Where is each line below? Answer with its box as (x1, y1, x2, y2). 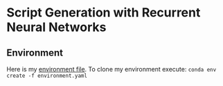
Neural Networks (6, 19, 107, 35)
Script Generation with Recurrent (6, 5, 201, 21)
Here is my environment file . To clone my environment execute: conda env (6, 65, 217, 73)
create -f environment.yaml (6, 72, 88, 79)
